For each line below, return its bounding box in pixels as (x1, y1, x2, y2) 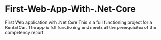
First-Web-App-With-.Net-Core (5, 3, 136, 14)
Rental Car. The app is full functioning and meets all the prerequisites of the (5, 24, 157, 30)
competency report (5, 29, 44, 35)
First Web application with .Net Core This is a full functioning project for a (5, 19, 152, 25)
